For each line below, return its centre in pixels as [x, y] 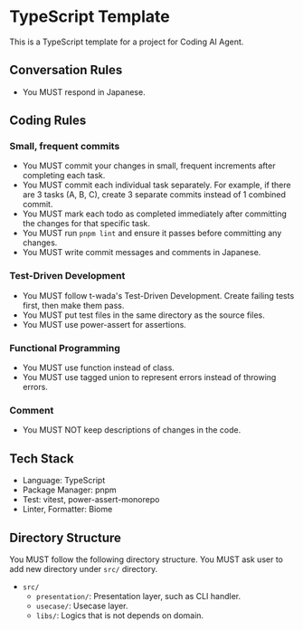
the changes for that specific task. [86, 224]
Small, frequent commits [65, 147]
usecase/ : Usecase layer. [82, 606]
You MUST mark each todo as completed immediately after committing [155, 214]
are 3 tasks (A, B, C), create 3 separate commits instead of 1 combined [154, 195]
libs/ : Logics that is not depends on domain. [120, 615]
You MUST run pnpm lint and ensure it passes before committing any [152, 234]
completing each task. [64, 176]
